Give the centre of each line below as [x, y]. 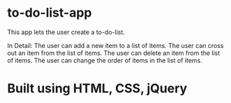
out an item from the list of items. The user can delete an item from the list [114, 53]
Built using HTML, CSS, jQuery [97, 89]
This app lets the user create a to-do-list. [66, 32]
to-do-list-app [50, 13]
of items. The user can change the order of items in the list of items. [105, 60]
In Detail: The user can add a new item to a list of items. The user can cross [115, 45]
